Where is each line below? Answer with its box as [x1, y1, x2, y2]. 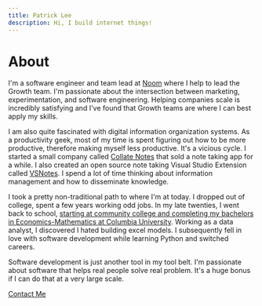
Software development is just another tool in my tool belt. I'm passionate [8, 257, 242, 267]
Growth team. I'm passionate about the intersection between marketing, [8, 87, 241, 97]
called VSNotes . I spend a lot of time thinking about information [8, 169, 213, 178]
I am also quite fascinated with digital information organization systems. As [8, 127, 250, 137]
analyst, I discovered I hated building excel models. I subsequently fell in [8, 225, 242, 235]
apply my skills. [8, 111, 58, 122]
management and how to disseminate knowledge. [8, 177, 169, 187]
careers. [8, 242, 35, 252]
